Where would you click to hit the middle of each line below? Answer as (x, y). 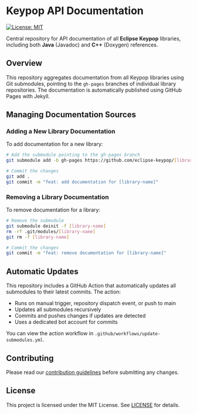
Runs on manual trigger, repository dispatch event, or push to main (95, 303)
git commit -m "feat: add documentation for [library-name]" (82, 182)
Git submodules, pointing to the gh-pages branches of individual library (91, 84)
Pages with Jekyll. (28, 96)
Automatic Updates (42, 271)
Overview (24, 63)
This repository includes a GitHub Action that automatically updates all (91, 286)
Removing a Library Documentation (58, 197)
